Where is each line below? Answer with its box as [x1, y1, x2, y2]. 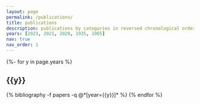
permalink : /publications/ [6, 14, 73, 20]
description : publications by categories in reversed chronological [6, 25, 180, 31]
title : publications [6, 20, 58, 26]
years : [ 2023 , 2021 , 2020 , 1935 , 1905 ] [6, 31, 105, 37]
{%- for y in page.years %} [6, 58, 73, 65]
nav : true [6, 36, 31, 42]
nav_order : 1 [6, 42, 39, 48]
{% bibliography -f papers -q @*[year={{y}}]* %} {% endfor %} [6, 91, 163, 98]
